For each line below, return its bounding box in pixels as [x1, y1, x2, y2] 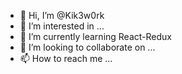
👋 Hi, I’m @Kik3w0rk [19, 10, 105, 21]
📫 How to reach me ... [19, 53, 113, 64]
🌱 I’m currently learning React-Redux [19, 31, 172, 42]
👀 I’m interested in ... [19, 20, 105, 32]
